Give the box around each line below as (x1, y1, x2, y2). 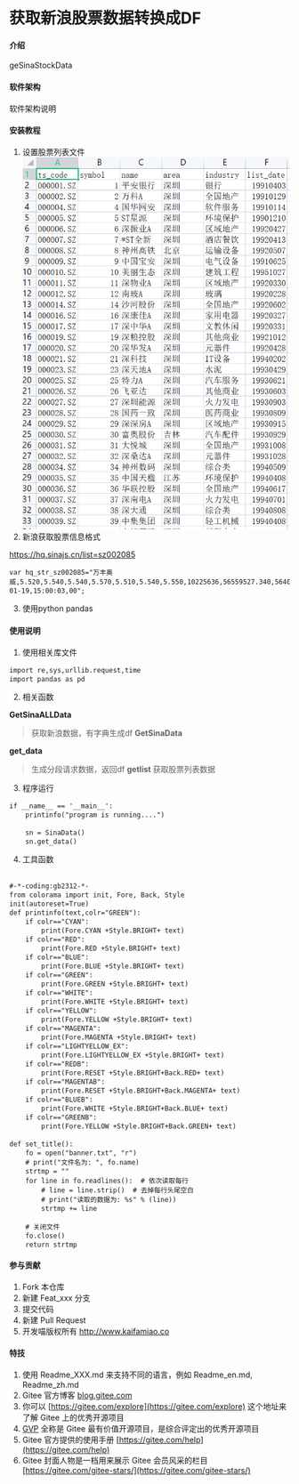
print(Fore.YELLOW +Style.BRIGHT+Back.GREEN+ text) (41, 1122, 238, 1131)
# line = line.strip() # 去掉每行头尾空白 (41, 1185, 194, 1195)
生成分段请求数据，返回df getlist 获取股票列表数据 (30, 763, 216, 774)
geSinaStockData (9, 60, 73, 71)
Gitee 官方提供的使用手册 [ (21, 1434, 120, 1445)
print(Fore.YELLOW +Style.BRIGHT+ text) (41, 1015, 193, 1024)
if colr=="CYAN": (25, 917, 90, 926)
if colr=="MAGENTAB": (25, 1077, 105, 1086)
